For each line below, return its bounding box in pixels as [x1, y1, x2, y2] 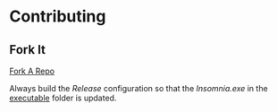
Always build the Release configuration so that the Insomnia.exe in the [9, 83, 268, 93]
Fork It [9, 42, 46, 57]
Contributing [9, 6, 106, 27]
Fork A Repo [9, 65, 55, 76]
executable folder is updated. [9, 92, 117, 103]
